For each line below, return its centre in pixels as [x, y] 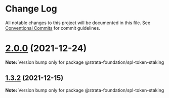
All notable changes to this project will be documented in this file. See [78, 23]
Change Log [31, 9]
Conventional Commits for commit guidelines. [53, 28]
